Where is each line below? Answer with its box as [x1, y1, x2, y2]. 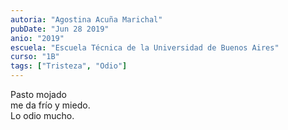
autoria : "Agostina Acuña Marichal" [10, 14, 163, 25]
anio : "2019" [10, 33, 65, 43]
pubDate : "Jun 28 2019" [10, 24, 110, 34]
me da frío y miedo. [10, 99, 91, 111]
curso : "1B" [10, 52, 60, 62]
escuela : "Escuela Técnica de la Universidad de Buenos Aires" [10, 42, 280, 53]
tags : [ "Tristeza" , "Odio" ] [10, 61, 128, 71]
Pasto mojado [10, 89, 67, 100]
